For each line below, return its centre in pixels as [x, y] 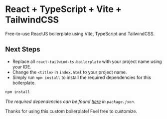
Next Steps [23, 49]
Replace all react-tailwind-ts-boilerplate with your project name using [87, 61]
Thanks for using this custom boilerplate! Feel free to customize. [71, 111]
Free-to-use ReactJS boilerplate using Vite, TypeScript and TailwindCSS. [80, 33]
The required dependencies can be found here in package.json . [70, 101]
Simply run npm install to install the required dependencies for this [82, 77]
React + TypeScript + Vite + [64, 9]
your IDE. [22, 66]
